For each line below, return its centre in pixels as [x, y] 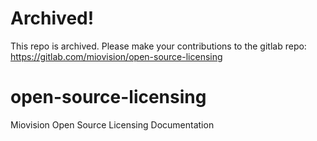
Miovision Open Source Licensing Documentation [112, 124]
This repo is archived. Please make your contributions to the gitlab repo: [158, 46]
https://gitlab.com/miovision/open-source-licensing [116, 56]
